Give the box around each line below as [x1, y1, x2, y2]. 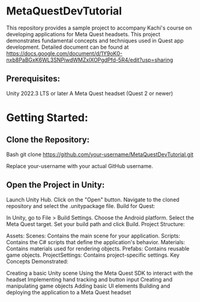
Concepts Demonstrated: [6, 257, 68, 265]
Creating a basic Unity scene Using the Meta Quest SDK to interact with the [6, 269, 193, 277]
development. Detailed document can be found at [6, 43, 129, 51]
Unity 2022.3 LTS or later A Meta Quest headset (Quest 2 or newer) [6, 89, 173, 97]
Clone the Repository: [6, 134, 90, 145]
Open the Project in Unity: [6, 180, 105, 190]
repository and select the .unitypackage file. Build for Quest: [6, 202, 156, 209]
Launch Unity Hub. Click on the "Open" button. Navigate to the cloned [6, 196, 180, 203]
